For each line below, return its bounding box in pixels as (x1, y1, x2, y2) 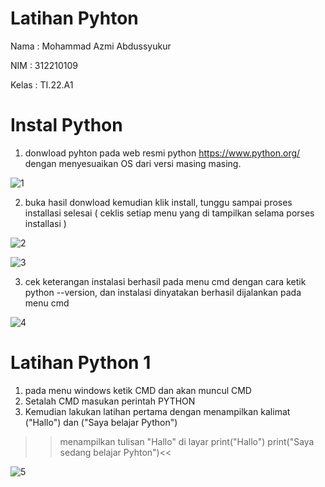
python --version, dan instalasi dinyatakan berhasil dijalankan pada (24, 286, 302, 298)
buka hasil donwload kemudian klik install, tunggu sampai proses (24, 196, 293, 208)
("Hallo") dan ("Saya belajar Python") (24, 416, 178, 428)
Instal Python (10, 114, 123, 137)
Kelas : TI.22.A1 (10, 78, 74, 91)
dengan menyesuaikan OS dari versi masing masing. (24, 157, 242, 169)
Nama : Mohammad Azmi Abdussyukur (10, 40, 172, 52)
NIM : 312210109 (10, 59, 79, 71)
